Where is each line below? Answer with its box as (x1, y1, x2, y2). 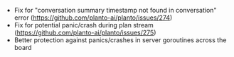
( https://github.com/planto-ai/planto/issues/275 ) (14, 28, 156, 37)
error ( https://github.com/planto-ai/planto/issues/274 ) (14, 13, 173, 22)
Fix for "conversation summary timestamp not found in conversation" (14, 6, 217, 14)
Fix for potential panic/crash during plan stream (14, 21, 154, 29)
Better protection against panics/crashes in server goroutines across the (14, 36, 227, 44)
